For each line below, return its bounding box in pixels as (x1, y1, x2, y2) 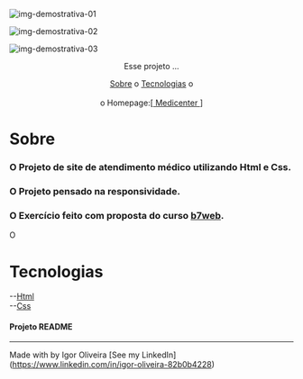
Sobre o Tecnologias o (109, 78, 194, 89)
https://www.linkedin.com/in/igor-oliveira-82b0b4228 (12, 359, 212, 370)
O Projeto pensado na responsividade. (9, 185, 180, 198)
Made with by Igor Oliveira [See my (9, 349, 140, 360)
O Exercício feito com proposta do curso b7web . (9, 209, 225, 221)
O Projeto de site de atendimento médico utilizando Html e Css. (9, 161, 291, 174)
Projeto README (9, 320, 73, 332)
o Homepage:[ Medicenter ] (99, 97, 204, 108)
